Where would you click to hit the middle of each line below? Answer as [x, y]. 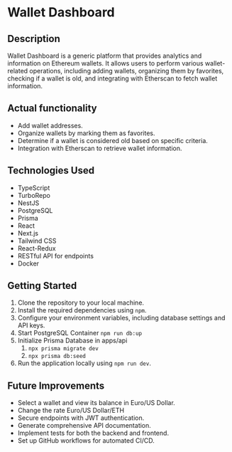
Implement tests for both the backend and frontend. [93, 433]
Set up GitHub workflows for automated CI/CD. [86, 441]
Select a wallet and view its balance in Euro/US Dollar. [96, 403]
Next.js [28, 233]
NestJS [28, 203]
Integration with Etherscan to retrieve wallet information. [100, 148]
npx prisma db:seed [57, 357]
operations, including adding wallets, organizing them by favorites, [127, 71]
